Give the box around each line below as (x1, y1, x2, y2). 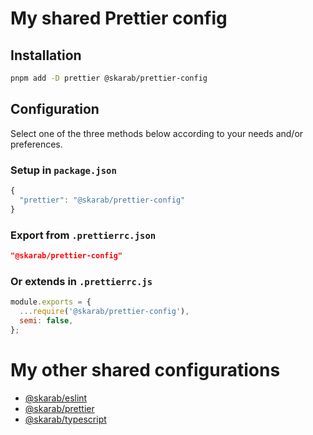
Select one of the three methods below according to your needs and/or (10, 127, 304, 139)
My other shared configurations (10, 358, 281, 381)
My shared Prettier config (10, 7, 228, 30)
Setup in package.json (10, 163, 117, 177)
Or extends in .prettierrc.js (10, 274, 153, 288)
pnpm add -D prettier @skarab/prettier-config (10, 73, 208, 83)
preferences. (10, 138, 63, 150)
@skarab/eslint (24, 392, 88, 404)
